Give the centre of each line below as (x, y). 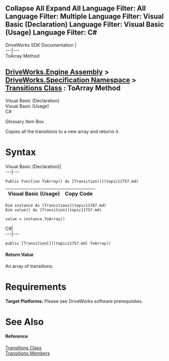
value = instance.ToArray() (35, 219)
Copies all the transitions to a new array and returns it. (62, 131)
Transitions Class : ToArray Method (63, 88)
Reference (17, 336)
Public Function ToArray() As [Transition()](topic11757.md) (72, 181)
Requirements (36, 287)
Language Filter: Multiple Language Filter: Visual (84, 17)
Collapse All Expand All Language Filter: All (76, 8)
